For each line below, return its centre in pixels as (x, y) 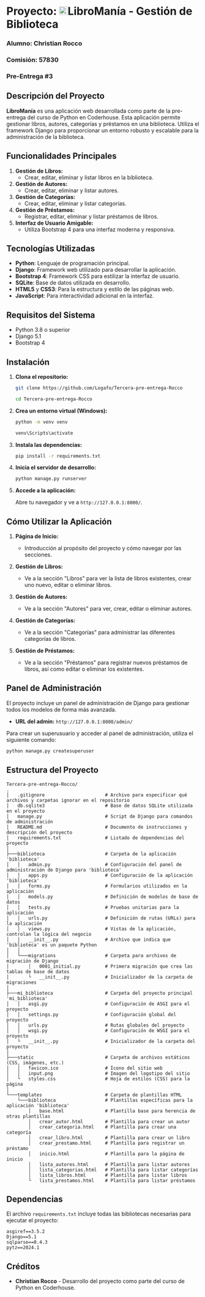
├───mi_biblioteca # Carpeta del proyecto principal (99, 993)
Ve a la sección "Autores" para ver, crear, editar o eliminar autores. (108, 609)
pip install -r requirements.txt (58, 456)
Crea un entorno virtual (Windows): (61, 411)
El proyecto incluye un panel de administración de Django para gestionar (98, 703)
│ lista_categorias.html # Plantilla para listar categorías (114, 1170)
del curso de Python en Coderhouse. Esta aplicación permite (104, 117)
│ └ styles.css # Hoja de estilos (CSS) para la (98, 1078)
